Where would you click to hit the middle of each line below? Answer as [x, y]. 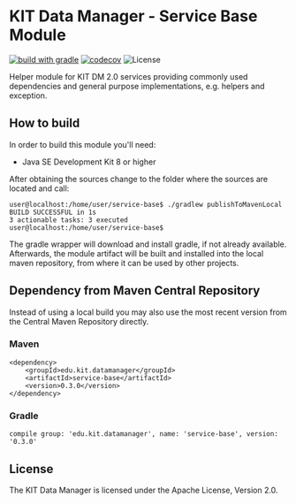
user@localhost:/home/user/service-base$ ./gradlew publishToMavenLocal [146, 204]
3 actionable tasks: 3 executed [68, 220]
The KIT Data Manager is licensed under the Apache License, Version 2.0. [144, 490]
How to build [45, 123]
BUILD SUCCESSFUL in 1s [53, 212]
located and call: [39, 188]
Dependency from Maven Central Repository [135, 290]
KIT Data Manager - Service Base [133, 16]
